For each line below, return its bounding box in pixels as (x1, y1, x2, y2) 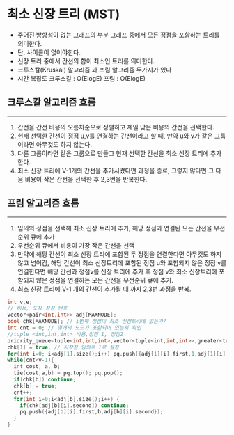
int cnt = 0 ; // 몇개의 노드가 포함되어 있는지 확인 (7, 324, 141, 331)
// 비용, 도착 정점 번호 (7, 305, 68, 312)
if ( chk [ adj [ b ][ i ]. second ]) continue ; (19, 402, 130, 409)
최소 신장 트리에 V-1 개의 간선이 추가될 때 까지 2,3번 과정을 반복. (17, 285, 192, 293)
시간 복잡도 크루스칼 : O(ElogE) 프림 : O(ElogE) (17, 74, 146, 82)
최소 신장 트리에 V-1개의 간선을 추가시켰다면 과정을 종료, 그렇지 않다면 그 (17, 166, 214, 175)
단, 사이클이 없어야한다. (17, 48, 81, 56)
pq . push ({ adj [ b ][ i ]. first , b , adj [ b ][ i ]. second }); (19, 409, 164, 416)
